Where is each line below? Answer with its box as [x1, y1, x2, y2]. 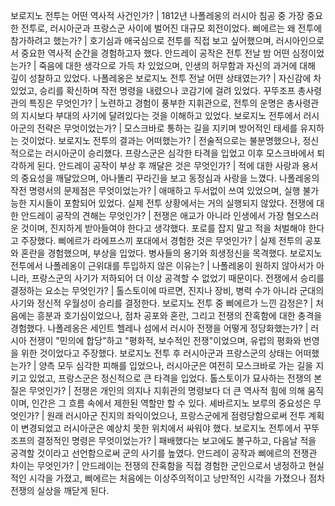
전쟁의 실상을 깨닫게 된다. [10, 485, 110, 496]
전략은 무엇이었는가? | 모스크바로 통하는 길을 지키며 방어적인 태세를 [36, 122, 298, 134]
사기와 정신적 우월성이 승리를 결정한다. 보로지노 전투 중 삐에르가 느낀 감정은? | [10, 297, 314, 309]
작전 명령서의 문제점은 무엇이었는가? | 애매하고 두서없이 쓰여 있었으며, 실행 [10, 185, 301, 196]
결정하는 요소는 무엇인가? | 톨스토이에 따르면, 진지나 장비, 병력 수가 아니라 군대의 [10, 285, 325, 296]
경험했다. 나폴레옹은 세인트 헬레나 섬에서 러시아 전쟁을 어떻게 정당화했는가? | [10, 322, 309, 334]
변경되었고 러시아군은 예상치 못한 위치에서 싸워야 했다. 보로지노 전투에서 [20, 422, 302, 434]
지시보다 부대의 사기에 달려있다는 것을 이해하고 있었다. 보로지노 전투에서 [20, 110, 302, 121]
